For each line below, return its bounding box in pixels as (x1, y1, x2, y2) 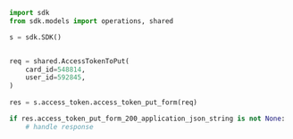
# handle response (25, 122, 94, 131)
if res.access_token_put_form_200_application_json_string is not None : (9, 114, 286, 123)
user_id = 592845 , (25, 73, 87, 82)
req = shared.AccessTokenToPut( (9, 56, 130, 66)
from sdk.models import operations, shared (9, 16, 174, 26)
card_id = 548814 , (25, 65, 87, 74)
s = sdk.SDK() (9, 32, 63, 42)
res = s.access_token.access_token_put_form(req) (9, 98, 198, 107)
